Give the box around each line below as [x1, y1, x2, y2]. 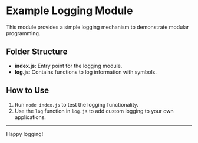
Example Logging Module [6, 4, 133, 18]
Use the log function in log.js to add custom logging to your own [14, 107, 174, 114]
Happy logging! [6, 130, 44, 137]
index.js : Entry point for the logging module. [14, 62, 123, 69]
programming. [6, 29, 41, 36]
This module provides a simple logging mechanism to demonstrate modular [6, 23, 190, 30]
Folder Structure [6, 47, 68, 57]
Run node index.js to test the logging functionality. [14, 101, 138, 108]
